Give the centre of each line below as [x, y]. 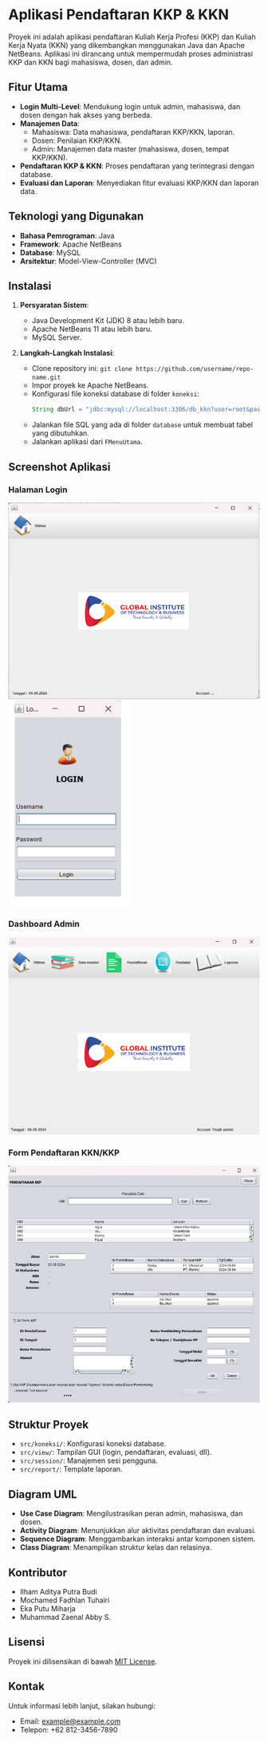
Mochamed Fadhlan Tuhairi [65, 1600]
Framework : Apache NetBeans [71, 244]
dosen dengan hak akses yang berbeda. [86, 115]
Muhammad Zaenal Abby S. [65, 1618]
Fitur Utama [38, 87]
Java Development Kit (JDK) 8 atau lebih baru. [108, 321]
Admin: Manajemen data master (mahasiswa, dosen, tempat [130, 148]
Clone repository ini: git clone [82, 368]
